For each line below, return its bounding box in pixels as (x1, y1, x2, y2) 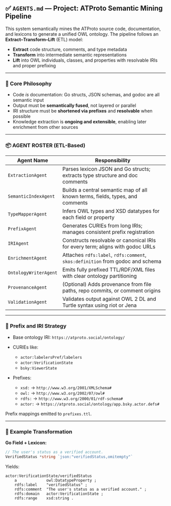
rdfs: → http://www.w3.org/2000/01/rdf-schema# (20, 395, 123, 402)
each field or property (62, 214, 115, 221)
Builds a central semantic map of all (62, 187, 148, 194)
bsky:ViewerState (20, 365, 58, 371)
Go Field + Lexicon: (5, 440, 47, 445)
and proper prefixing (12, 62, 56, 68)
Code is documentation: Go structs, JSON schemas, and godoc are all (12, 92, 160, 98)
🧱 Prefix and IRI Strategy (5, 323, 67, 330)
